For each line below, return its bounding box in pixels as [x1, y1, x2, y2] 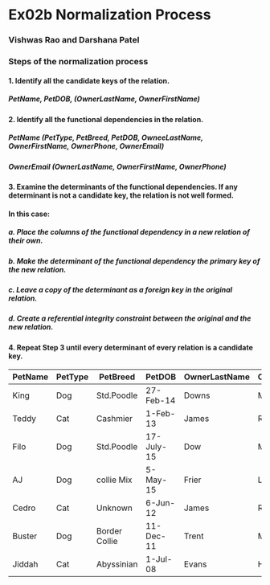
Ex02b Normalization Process [8, 6, 211, 24]
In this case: [8, 209, 51, 219]
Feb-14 [145, 395, 176, 407]
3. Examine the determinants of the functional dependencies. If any [8, 182, 239, 191]
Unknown [96, 502, 133, 513]
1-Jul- [145, 554, 173, 565]
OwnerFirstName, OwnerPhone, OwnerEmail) [8, 141, 165, 151]
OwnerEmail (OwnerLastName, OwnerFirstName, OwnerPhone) [8, 162, 227, 171]
